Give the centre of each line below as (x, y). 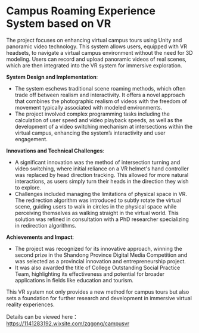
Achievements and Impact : (40, 237)
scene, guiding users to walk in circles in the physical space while (96, 206)
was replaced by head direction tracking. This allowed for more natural (102, 175)
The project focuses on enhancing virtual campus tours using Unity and (94, 40)
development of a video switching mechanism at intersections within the (103, 126)
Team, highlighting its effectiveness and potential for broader (90, 274)
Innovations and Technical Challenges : (55, 151)
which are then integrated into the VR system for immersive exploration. (94, 65)
